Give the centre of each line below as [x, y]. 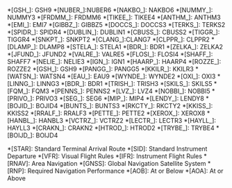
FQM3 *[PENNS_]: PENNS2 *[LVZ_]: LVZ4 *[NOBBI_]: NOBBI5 [121, 91]
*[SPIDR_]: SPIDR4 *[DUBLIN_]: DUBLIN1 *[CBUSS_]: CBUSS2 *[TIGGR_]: [114, 32]
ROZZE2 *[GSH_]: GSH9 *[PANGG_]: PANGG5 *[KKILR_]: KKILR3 [101, 69]
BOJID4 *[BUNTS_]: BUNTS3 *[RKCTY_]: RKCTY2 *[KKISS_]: [124, 106]
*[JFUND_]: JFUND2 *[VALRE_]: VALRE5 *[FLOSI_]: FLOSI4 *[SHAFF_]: [110, 54]
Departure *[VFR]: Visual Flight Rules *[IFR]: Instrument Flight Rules [105, 156]
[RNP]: [17, 171]
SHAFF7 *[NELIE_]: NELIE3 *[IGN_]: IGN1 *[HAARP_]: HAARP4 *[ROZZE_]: [114, 61]
